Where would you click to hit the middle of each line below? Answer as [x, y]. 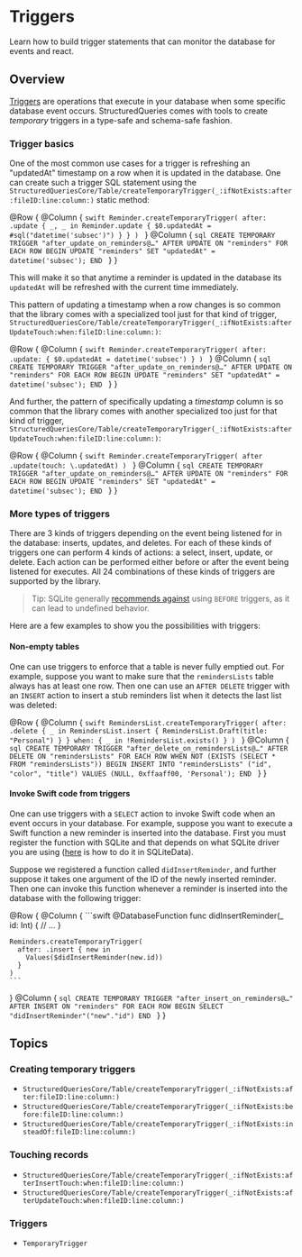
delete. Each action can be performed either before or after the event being [149, 562]
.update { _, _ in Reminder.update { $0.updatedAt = [110, 226]
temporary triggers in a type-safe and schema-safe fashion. [121, 120]
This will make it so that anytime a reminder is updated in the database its [146, 278]
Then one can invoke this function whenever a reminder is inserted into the [149, 888]
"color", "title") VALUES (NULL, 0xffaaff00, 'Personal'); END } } [138, 773]
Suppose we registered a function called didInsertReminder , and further [143, 869]
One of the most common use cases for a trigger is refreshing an [130, 163]
